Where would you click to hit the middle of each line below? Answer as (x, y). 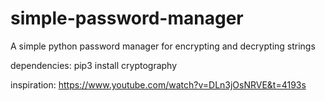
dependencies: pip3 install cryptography (94, 65)
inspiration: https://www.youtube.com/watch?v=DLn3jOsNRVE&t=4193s (158, 84)
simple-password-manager (127, 18)
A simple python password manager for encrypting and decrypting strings (163, 46)
